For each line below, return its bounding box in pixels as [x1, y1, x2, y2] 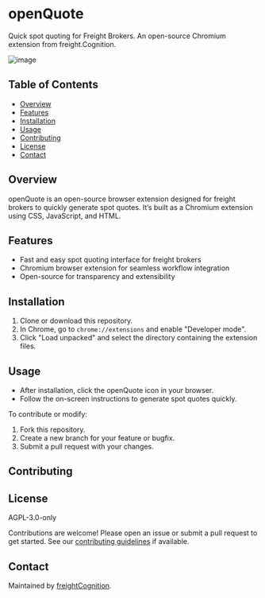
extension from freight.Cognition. [8, 39, 117, 49]
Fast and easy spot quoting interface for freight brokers [19, 255, 202, 265]
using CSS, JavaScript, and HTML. [8, 211, 121, 220]
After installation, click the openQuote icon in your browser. [19, 386, 214, 394]
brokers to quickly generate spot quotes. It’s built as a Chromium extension [8, 202, 253, 212]
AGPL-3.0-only [8, 513, 57, 522]
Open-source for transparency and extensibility [19, 272, 175, 282]
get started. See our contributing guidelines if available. [8, 537, 190, 546]
